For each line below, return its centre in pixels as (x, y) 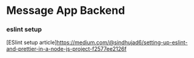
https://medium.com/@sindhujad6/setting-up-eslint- (122, 42)
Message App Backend (66, 11)
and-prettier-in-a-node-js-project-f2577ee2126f (66, 49)
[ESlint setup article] (32, 42)
